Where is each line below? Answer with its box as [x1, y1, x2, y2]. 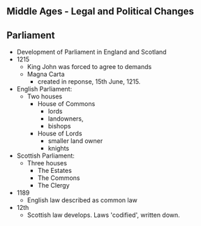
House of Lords [37, 129, 82, 138]
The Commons [37, 174, 81, 182]
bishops [47, 122, 71, 130]
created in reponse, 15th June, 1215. [37, 77, 141, 86]
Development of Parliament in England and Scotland [16, 48, 167, 56]
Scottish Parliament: [16, 151, 75, 160]
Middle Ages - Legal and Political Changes [6, 6, 195, 17]
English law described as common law [27, 196, 137, 204]
